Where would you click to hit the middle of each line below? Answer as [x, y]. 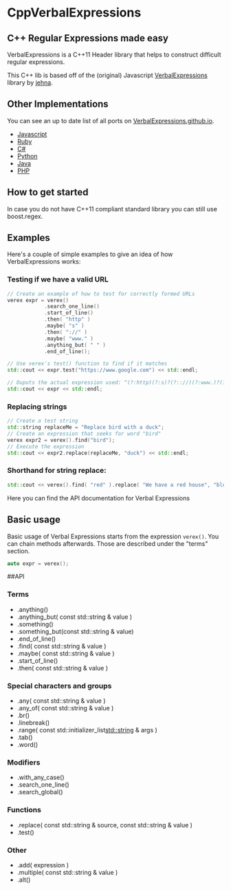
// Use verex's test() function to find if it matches [87, 364]
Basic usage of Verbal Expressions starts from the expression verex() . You [113, 536]
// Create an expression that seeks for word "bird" [84, 434]
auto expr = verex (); [38, 563]
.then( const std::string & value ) [63, 668]
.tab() [25, 737]
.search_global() [40, 792]
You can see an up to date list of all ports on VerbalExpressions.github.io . [111, 120]
